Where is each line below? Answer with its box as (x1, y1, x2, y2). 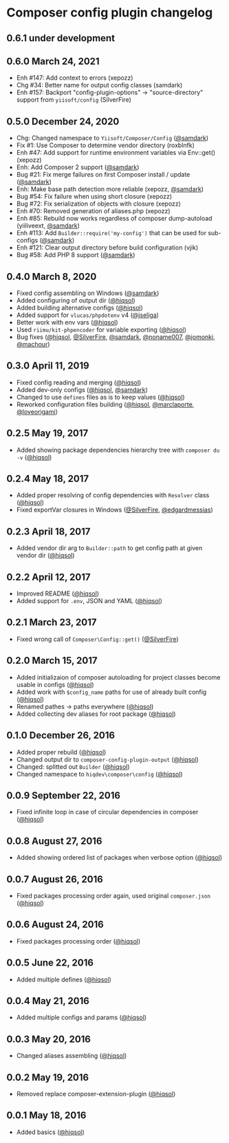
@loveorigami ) (16, 407, 58, 415)
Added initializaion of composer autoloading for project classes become (16, 673, 221, 682)
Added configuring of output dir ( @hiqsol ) (16, 296, 135, 305)
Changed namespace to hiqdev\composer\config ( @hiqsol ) (16, 770, 183, 778)
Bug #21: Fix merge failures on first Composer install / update (16, 171, 190, 179)
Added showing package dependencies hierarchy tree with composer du (16, 446, 220, 454)
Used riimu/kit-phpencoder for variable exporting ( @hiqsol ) (16, 325, 187, 334)
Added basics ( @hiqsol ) (16, 1128, 85, 1136)
